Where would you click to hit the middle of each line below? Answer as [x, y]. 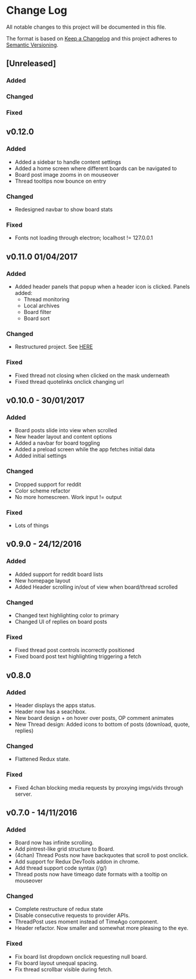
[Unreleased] [31, 64]
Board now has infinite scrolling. [54, 843]
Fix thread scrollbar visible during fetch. [64, 969]
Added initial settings [41, 456]
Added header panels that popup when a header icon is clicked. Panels [102, 287]
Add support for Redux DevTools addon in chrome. [77, 862]
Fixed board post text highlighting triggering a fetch [78, 657]
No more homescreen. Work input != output [68, 497]
